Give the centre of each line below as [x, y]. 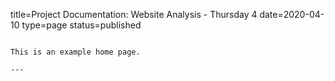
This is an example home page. [75, 52]
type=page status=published [81, 25]
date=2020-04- [292, 14]
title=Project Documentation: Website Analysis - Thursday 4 [134, 14]
